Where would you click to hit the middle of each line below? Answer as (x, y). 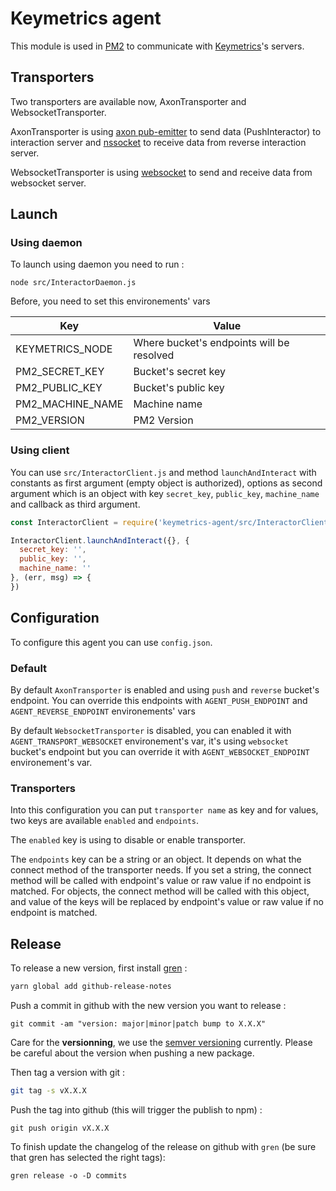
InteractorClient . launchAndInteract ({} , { (100, 540)
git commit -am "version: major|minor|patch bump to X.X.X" (138, 1023)
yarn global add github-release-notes (91, 987)
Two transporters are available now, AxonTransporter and (128, 101)
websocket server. (48, 183)
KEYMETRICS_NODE (64, 349)
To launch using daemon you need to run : (97, 264)
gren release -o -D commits (69, 1175)
